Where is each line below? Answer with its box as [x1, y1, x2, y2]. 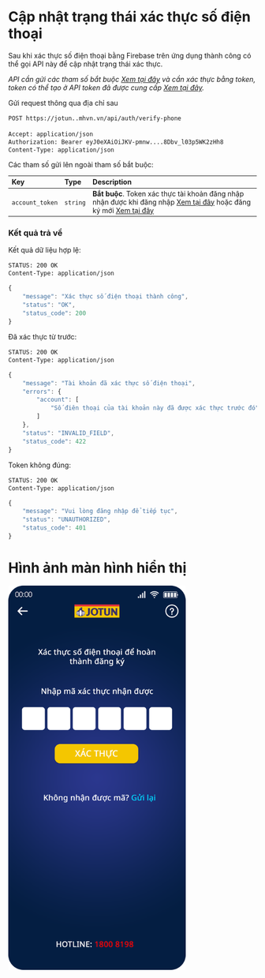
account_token [11, 198, 58, 207]
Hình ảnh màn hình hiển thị [8, 559, 187, 577]
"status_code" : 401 [22, 524, 87, 532]
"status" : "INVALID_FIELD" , [22, 429, 114, 437]
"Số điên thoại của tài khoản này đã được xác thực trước [50, 404, 245, 412]
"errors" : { [22, 388, 62, 395]
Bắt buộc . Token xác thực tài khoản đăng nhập [92, 189, 244, 198]
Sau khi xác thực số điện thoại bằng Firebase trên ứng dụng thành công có [8, 51, 252, 60]
